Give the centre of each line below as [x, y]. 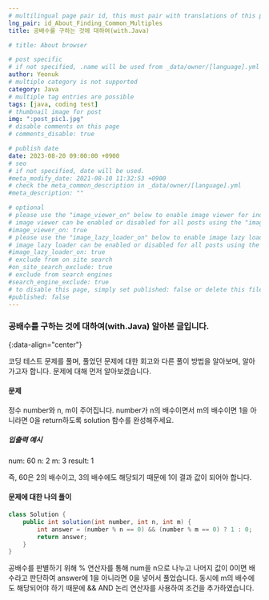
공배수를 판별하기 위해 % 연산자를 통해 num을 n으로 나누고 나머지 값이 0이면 [128, 568]
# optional [26, 208]
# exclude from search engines [60, 275]
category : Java [34, 89]
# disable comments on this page [64, 127]
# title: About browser [48, 45]
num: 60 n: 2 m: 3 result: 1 [51, 461]
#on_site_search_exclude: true [60, 268]
